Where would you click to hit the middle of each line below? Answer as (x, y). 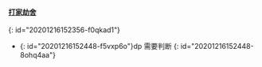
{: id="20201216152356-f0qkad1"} (65, 30)
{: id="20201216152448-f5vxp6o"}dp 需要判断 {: (99, 47)
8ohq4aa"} (37, 55)
